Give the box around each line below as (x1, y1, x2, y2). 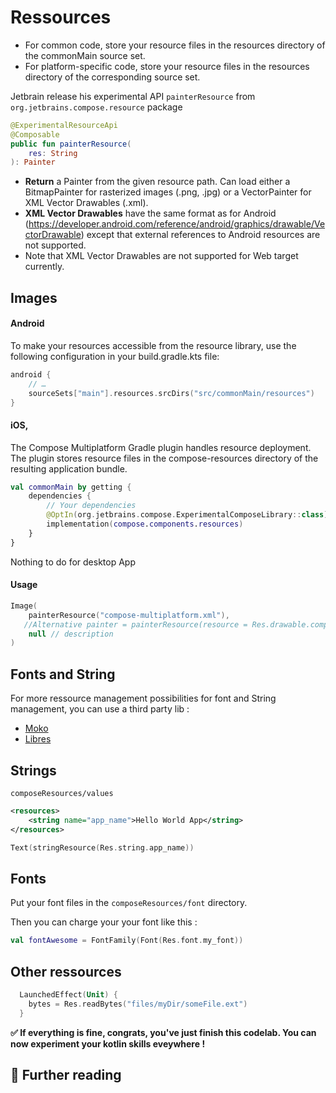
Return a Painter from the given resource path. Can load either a (24, 176, 291, 188)
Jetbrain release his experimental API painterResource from (10, 90, 256, 102)
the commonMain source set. (24, 49, 146, 61)
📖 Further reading (10, 1066, 122, 1083)
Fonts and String (10, 666, 116, 683)
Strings (10, 762, 57, 779)
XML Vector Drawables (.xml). (24, 197, 149, 209)
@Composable (10, 129, 60, 140)
